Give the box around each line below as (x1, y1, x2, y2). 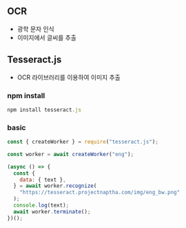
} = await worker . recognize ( (13, 182, 97, 189)
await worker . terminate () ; (13, 208, 91, 215)
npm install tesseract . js (7, 106, 81, 113)
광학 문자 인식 (17, 24, 54, 33)
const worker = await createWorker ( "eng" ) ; (7, 151, 134, 158)
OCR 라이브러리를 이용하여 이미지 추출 (17, 73, 121, 82)
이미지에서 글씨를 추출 (17, 33, 77, 41)
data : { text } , (19, 176, 67, 183)
